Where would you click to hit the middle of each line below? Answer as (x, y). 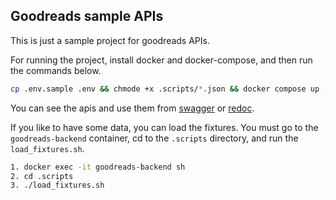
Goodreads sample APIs (87, 16)
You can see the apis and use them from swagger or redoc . (132, 108)
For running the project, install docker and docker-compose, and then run (161, 60)
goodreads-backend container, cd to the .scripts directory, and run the (154, 138)
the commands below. (56, 70)
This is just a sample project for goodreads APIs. (110, 40)
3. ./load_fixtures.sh (57, 185)
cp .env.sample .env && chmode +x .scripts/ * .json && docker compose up (165, 89)
